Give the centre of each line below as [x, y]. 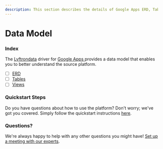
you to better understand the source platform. [51, 64]
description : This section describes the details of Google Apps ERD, [78, 9]
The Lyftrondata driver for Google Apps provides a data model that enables [80, 59]
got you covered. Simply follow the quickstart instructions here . [68, 113]
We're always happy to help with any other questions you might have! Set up [81, 136]
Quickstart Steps [25, 97]
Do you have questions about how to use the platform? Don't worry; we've [79, 108]
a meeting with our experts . [33, 141]
